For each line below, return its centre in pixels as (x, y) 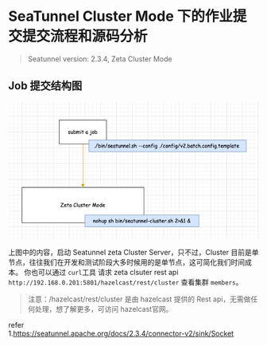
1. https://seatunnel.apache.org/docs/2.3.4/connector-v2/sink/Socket (121, 333)
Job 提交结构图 (45, 86)
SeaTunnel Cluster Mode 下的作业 (120, 16)
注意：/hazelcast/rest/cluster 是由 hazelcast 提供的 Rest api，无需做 (139, 299)
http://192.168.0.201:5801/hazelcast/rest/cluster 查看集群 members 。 (126, 282)
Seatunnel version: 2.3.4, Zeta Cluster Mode (100, 59)
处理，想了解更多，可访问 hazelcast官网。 (104, 309)
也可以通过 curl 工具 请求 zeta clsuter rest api (104, 272)
